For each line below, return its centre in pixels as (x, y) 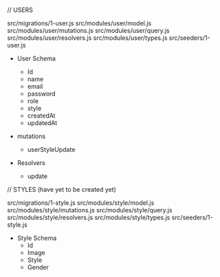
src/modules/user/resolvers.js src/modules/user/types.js (87, 38)
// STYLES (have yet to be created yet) (62, 189)
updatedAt (42, 123)
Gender (38, 267)
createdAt (41, 115)
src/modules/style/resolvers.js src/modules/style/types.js (89, 217)
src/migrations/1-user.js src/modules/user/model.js (79, 23)
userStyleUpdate (51, 149)
